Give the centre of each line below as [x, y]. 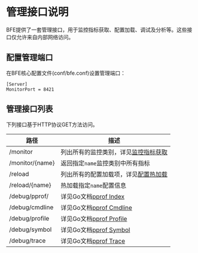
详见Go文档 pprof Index [92, 196]
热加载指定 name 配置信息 [93, 185]
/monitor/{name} [32, 162]
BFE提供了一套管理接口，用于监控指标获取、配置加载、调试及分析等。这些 [97, 30]
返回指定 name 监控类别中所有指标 [105, 163]
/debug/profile [29, 218]
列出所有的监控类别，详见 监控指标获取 [114, 152]
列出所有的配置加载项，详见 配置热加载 [114, 174]
